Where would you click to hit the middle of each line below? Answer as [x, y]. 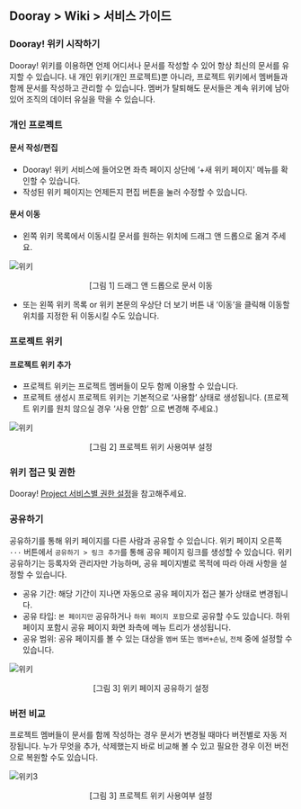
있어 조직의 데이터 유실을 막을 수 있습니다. [82, 99]
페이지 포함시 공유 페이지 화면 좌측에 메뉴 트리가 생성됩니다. [127, 627]
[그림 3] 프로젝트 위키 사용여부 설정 [151, 796]
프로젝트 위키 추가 [40, 364]
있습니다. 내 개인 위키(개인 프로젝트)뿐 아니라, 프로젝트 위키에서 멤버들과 [162, 76]
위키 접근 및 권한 [42, 472]
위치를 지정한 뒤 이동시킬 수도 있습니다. [91, 316]
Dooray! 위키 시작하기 [55, 44]
